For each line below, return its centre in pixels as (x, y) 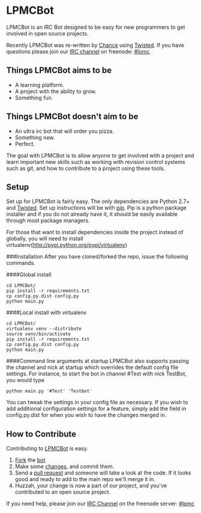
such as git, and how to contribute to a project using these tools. (86, 168)
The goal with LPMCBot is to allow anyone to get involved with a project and (100, 155)
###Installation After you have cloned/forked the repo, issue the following (97, 256)
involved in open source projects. (47, 33)
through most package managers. (48, 220)
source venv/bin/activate (38, 334)
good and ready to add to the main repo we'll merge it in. (85, 479)
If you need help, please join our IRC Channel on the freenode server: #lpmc (100, 504)
